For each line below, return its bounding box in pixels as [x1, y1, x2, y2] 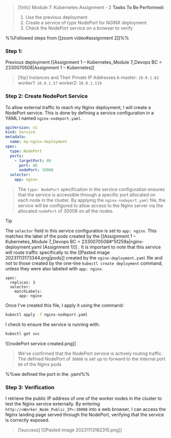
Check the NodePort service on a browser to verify [25, 25, 133, 31]
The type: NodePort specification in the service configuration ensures [17, 186, 165, 193]
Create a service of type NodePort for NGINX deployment [25, 20, 147, 25]
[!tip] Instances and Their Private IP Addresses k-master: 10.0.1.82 [17, 74, 159, 81]
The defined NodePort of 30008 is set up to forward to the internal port [17, 355, 166, 362]
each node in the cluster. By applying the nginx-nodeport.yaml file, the [17, 197, 166, 203]
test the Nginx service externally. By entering [5, 401, 100, 407]
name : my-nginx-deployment [10, 139, 67, 144]
